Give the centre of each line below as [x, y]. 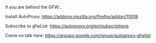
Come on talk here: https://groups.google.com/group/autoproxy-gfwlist [78, 35]
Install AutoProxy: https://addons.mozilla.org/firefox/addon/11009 [72, 16]
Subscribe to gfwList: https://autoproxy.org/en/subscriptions [67, 26]
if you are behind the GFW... [34, 7]
